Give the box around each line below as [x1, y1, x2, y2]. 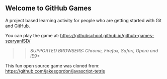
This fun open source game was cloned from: [5, 62, 100, 68]
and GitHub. [5, 23, 30, 29]
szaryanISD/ [5, 38, 31, 44]
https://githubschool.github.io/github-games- [60, 32, 154, 38]
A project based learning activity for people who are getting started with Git [5, 17, 162, 23]
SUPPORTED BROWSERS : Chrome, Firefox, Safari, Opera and [30, 47, 158, 53]
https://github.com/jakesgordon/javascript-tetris [5, 68, 106, 74]
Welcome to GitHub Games [5, 4, 92, 13]
